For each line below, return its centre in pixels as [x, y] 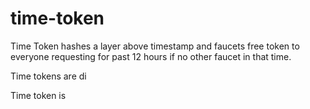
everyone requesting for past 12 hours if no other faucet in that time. [151, 56]
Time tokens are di [48, 76]
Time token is [38, 95]
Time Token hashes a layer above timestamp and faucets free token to [155, 46]
